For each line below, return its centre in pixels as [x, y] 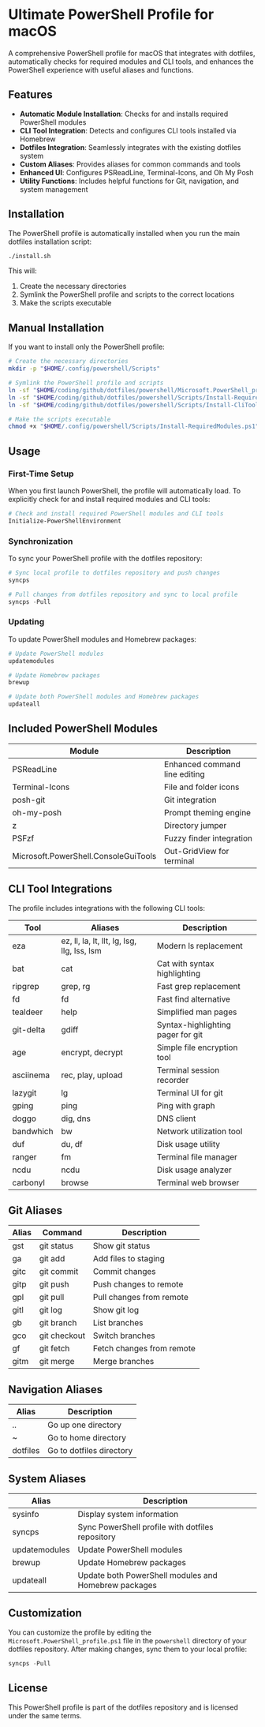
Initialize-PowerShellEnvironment [65, 521]
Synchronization [41, 541]
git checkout [62, 1336]
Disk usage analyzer [194, 1170]
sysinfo [26, 1515]
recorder [173, 1080]
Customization [45, 1613]
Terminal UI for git [190, 1092]
